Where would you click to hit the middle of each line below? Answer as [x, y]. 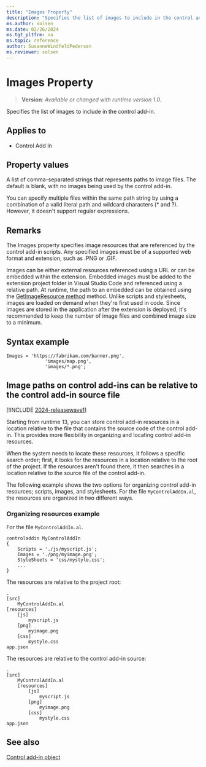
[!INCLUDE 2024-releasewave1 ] [47, 410]
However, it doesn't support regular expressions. [68, 211]
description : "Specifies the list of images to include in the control [100, 18]
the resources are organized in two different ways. [70, 498]
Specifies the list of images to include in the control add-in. [81, 111]
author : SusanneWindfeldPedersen [49, 47]
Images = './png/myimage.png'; [57, 555]
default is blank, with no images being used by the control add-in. [89, 186]
